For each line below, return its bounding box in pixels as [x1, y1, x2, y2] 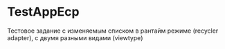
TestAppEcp [7, 4, 80, 20]
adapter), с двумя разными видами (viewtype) [7, 33, 143, 42]
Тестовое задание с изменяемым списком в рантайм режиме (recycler [7, 27, 219, 35]
